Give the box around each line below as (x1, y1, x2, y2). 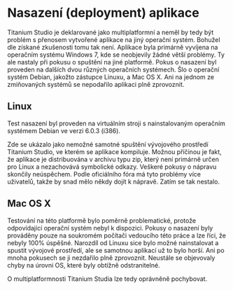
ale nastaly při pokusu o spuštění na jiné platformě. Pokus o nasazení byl (7, 57, 217, 66)
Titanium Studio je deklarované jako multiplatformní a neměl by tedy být (7, 28, 214, 36)
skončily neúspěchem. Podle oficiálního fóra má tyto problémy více (7, 170, 202, 178)
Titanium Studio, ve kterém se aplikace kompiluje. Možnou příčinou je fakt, (7, 147, 222, 156)
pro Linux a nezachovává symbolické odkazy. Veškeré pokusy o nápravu (7, 163, 217, 171)
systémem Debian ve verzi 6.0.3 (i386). (7, 126, 121, 134)
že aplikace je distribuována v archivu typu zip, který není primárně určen (7, 155, 219, 163)
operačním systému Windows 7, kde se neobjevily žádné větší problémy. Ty (7, 50, 225, 59)
